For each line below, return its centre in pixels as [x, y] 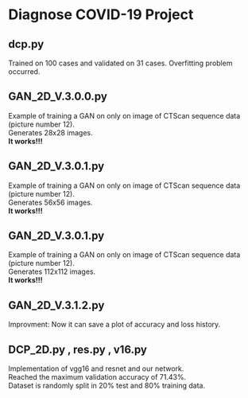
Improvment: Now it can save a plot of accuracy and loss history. [114, 325]
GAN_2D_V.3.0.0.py [58, 97]
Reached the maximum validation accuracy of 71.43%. [97, 377]
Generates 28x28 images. [50, 132]
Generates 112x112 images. [52, 271]
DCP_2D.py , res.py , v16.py [77, 349]
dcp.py [26, 44]
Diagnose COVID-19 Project [101, 15]
